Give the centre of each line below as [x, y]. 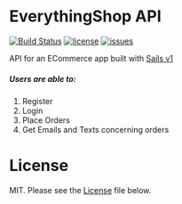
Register [37, 101]
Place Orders [46, 120]
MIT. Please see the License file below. [80, 190]
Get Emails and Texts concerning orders [95, 129]
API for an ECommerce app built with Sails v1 [91, 58]
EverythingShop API [85, 16]
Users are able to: [43, 78]
